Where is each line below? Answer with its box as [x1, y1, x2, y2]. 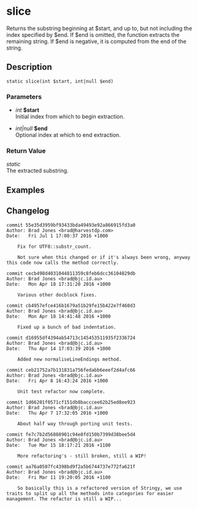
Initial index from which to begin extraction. [15, 113, 125, 120]
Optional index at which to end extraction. [15, 131, 121, 139]
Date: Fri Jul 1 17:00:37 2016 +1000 [6, 233, 109, 239]
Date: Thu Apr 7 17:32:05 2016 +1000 [6, 410, 109, 416]
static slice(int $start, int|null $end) [6, 78, 114, 84]
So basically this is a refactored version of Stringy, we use [17, 485, 183, 491]
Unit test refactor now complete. [17, 388, 105, 394]
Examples [6, 185, 45, 195]
